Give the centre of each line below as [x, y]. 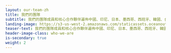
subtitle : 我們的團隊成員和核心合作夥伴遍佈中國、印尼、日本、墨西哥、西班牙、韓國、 [85, 19]
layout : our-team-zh [27, 10]
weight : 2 [16, 43]
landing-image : [21, 24]
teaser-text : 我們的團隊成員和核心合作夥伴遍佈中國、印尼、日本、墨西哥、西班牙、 [83, 29]
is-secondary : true [26, 38]
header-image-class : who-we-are [39, 33]
